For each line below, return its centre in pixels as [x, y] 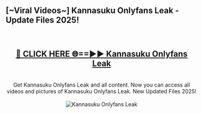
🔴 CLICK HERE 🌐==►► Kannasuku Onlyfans [102, 54]
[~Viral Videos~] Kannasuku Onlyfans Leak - [92, 11]
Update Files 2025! [43, 20]
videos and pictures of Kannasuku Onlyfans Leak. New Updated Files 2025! [102, 91]
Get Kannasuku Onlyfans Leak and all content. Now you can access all [102, 85]
